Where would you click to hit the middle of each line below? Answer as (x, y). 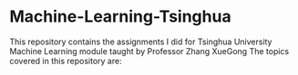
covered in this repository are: (66, 61)
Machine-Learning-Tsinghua (120, 17)
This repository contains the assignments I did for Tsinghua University (141, 42)
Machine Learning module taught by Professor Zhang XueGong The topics (149, 51)
